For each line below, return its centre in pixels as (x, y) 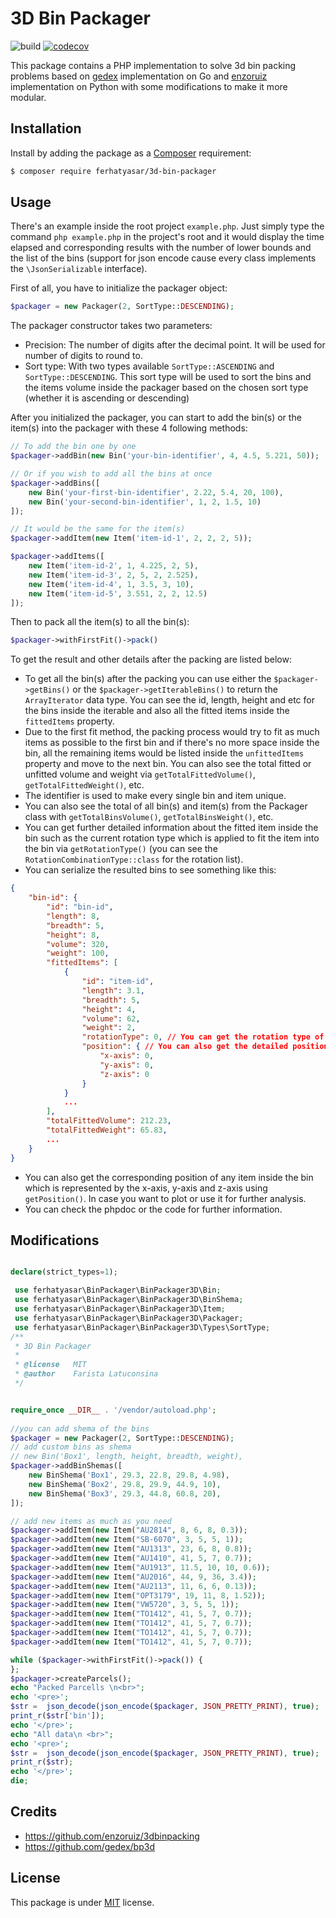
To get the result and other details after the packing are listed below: (151, 659)
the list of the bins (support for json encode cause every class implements (163, 258)
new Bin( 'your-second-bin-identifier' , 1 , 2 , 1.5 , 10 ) (145, 502)
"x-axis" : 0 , (127, 1056)
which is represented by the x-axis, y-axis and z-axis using (146, 1188)
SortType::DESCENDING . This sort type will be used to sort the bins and (168, 377)
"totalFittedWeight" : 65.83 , (107, 1130)
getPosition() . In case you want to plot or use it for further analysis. (165, 1198)
